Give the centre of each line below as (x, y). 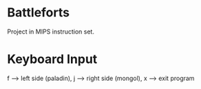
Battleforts (39, 13)
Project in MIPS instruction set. (51, 31)
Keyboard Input (52, 59)
